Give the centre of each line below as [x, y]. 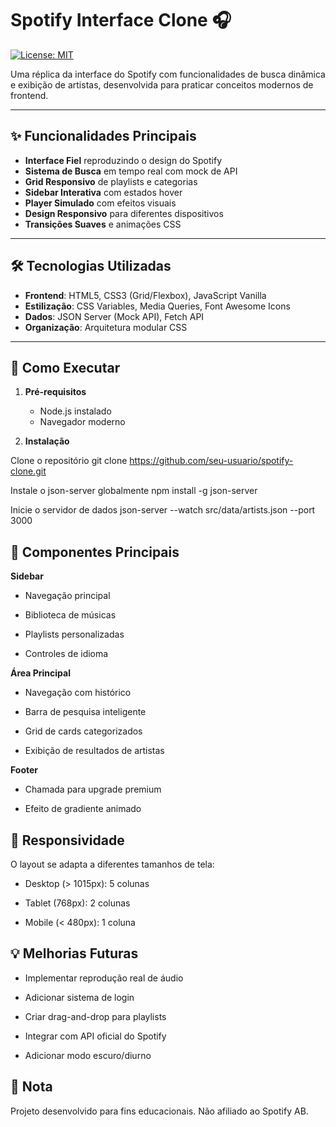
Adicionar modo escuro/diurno [88, 1055]
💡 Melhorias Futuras [74, 953]
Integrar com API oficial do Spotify [95, 1036]
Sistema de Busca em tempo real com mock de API [131, 171]
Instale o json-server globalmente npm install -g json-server [134, 491]
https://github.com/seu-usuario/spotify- [211, 461]
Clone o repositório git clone [69, 461]
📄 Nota [31, 1087]
